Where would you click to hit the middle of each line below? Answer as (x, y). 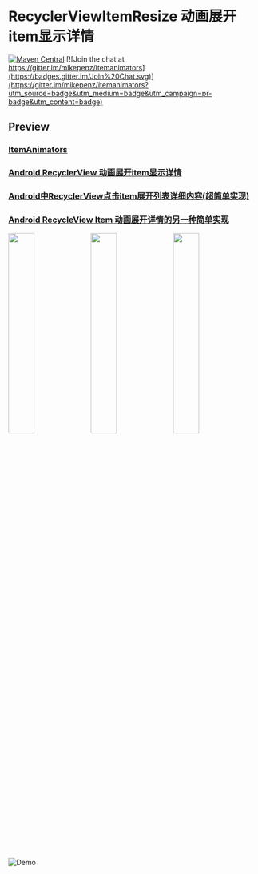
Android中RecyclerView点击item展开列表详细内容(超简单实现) (129, 196)
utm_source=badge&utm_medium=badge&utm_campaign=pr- (110, 93)
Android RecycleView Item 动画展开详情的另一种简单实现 (119, 220)
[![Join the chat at (95, 59)
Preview (29, 127)
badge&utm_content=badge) (56, 102)
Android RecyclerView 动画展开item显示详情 (95, 173)
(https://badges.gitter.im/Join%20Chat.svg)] (81, 76)
